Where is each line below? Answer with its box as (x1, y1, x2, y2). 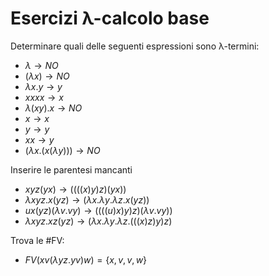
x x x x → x (24, 91, 64, 103)
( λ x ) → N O (24, 70, 70, 82)
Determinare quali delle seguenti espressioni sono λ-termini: (10, 40, 260, 52)
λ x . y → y (24, 80, 63, 92)
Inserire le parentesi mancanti (10, 163, 133, 176)
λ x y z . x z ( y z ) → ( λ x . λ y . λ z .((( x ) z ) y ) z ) (24, 215, 173, 227)
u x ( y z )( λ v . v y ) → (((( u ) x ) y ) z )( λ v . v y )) (24, 204, 173, 216)
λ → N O (24, 59, 59, 71)
